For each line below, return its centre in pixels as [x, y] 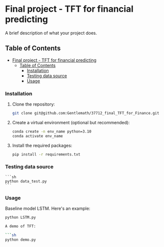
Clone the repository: [34, 104]
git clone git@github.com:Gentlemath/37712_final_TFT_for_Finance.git [86, 113]
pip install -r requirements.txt [46, 154]
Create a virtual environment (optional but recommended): [71, 122]
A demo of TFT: [21, 226]
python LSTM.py [21, 218]
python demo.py [21, 240]
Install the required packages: [42, 145]
